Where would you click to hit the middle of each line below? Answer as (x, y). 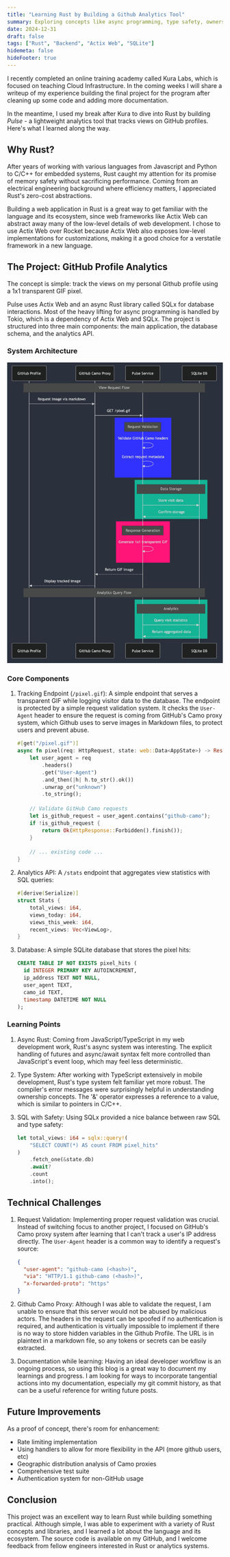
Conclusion (32, 1500)
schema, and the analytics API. (51, 333)
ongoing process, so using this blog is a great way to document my (112, 1369)
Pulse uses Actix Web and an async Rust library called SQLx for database (111, 304)
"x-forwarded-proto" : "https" (66, 1284)
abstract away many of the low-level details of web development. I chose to (114, 223)
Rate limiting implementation (57, 1442)
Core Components (38, 678)
